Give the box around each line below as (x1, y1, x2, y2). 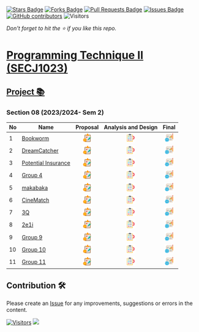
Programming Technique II (6, 48, 144, 63)
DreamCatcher (21, 147, 59, 154)
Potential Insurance (21, 160, 70, 167)
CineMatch (21, 196, 50, 204)
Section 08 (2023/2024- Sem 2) (6, 108, 104, 117)
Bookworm (21, 134, 50, 142)
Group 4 (21, 172, 43, 179)
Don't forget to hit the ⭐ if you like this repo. (6, 25, 117, 32)
